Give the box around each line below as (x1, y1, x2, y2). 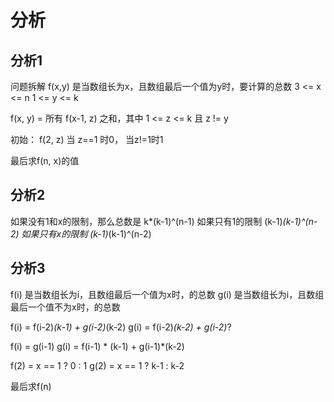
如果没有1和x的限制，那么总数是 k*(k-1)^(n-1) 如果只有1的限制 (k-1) (10, 215, 283, 227)
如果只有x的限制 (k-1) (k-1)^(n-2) (21, 227, 152, 240)
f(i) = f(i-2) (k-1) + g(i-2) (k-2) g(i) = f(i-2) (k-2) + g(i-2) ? (10, 321, 232, 333)
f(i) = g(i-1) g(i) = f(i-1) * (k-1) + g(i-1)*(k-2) (10, 340, 185, 352)
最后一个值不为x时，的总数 (10, 301, 121, 313)
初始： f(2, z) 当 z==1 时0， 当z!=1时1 (10, 134, 164, 145)
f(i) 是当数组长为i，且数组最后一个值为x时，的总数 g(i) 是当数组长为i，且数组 (10, 288, 325, 300)
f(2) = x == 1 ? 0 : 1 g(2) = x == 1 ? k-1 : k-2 (10, 359, 185, 371)
